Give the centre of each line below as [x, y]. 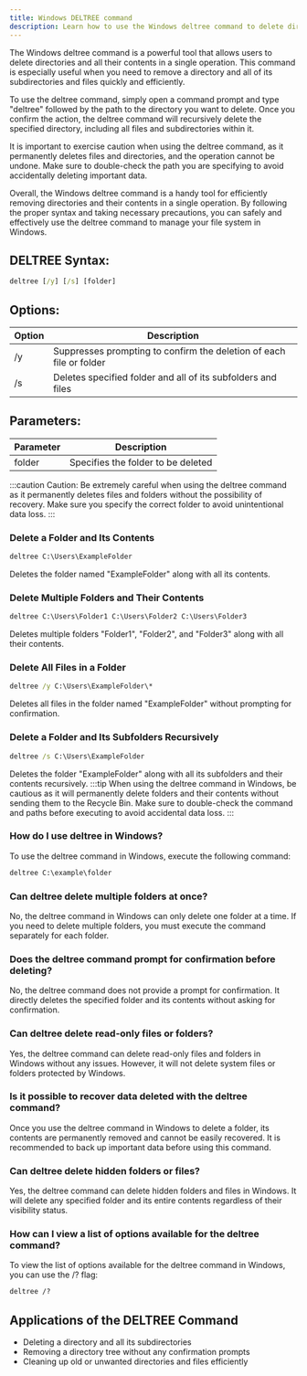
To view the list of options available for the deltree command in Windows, [148, 1265]
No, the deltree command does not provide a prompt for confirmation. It [145, 990]
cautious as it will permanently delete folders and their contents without [144, 793]
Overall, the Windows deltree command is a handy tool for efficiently [138, 193]
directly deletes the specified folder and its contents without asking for [143, 1000]
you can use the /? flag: [54, 1275]
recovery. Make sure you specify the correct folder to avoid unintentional [147, 504]
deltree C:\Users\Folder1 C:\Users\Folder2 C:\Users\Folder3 [128, 617]
